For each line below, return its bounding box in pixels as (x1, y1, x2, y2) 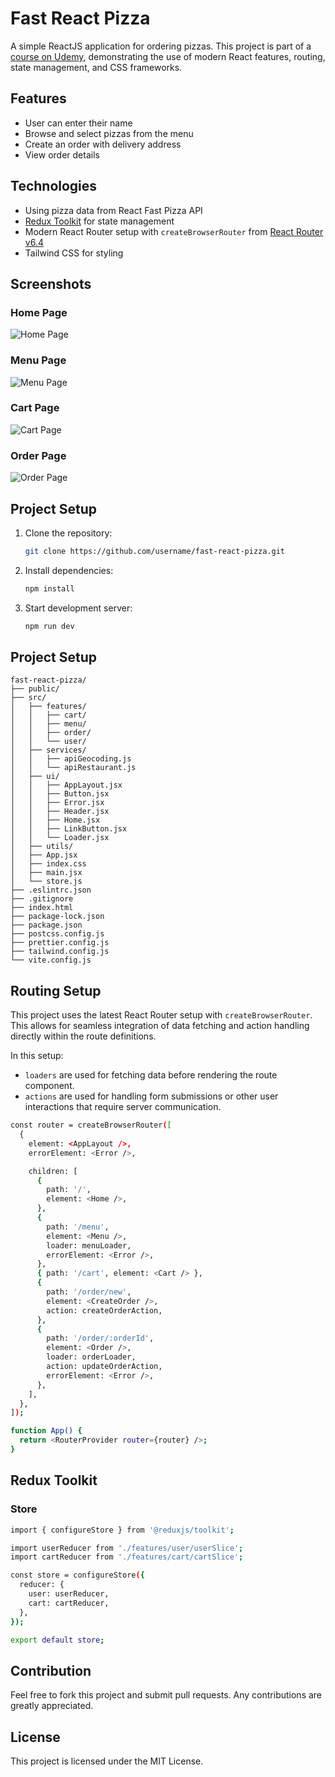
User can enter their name (24, 117, 133, 129)
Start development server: (24, 602, 133, 614)
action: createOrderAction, (46, 1305, 163, 1316)
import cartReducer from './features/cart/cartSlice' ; (10, 1552, 244, 1562)
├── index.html (10, 903, 74, 913)
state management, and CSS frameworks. (10, 61, 183, 73)
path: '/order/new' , (46, 1287, 132, 1297)
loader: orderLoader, (46, 1352, 137, 1362)
